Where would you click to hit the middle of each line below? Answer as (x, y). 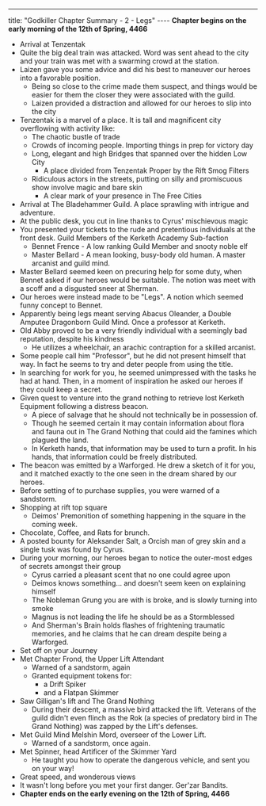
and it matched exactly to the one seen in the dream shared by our (128, 474)
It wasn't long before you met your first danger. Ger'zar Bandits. (123, 785)
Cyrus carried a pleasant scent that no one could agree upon (131, 575)
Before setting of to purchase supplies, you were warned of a (120, 491)
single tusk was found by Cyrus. (72, 549)
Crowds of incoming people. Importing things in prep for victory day (142, 145)
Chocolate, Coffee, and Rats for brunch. (85, 533)
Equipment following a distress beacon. (84, 406)
